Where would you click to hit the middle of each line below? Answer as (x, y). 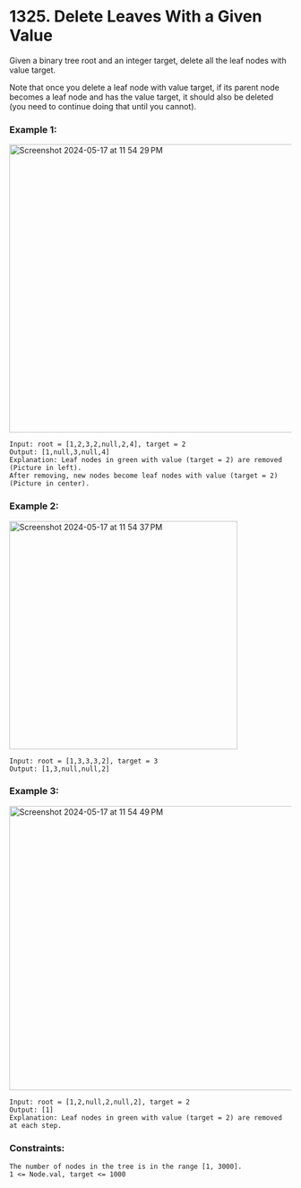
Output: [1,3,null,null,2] (60, 769)
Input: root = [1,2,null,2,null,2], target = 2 (100, 1102)
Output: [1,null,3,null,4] (60, 452)
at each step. (36, 1125)
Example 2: (34, 506)
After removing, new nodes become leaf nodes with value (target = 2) (144, 476)
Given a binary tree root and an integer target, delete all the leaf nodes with (148, 60)
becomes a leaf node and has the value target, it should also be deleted (142, 97)
